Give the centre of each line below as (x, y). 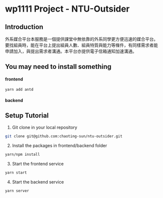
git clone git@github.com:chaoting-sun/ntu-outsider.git (64, 136)
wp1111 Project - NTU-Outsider (67, 9)
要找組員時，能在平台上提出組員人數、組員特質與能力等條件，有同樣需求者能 (81, 45)
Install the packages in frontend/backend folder (60, 145)
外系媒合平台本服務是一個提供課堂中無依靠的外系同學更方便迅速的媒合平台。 (81, 39)
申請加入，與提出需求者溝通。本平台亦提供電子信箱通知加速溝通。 (71, 51)
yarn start (16, 173)
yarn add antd (19, 89)
